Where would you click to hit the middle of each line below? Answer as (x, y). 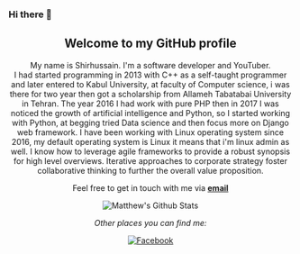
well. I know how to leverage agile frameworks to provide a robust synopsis (150, 151)
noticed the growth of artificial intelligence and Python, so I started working (150, 113)
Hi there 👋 (31, 14)
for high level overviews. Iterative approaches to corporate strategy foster (150, 160)
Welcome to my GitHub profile (150, 44)
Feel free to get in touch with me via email (150, 187)
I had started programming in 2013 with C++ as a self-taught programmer (150, 75)
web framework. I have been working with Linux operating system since (150, 132)
